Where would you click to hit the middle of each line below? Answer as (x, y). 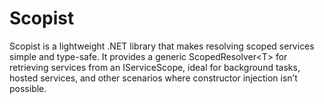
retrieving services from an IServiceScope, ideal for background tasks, (155, 67)
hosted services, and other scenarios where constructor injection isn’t (153, 78)
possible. (28, 88)
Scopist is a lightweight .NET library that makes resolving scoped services (162, 46)
